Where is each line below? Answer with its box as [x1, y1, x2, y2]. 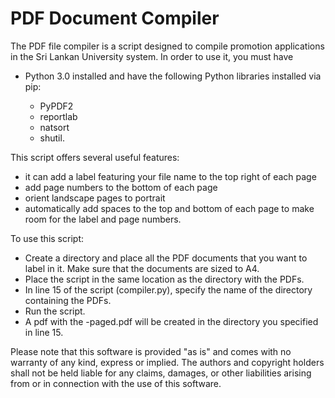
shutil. [39, 132, 65, 144]
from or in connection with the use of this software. [10, 377, 222, 389]
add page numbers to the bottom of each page [24, 181, 218, 193]
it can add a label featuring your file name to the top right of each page [24, 170, 317, 182]
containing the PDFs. [24, 294, 112, 306]
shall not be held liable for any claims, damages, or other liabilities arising [10, 367, 312, 379]
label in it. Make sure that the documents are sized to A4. [24, 262, 260, 274]
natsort [39, 121, 70, 133]
